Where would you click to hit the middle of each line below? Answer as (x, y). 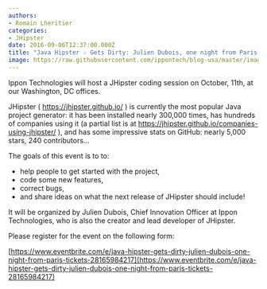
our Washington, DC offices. (54, 91)
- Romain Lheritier (41, 23)
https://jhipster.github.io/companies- (198, 123)
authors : (23, 16)
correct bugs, (42, 188)
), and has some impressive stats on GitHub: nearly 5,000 (152, 131)
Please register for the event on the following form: (91, 236)
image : (19, 61)
